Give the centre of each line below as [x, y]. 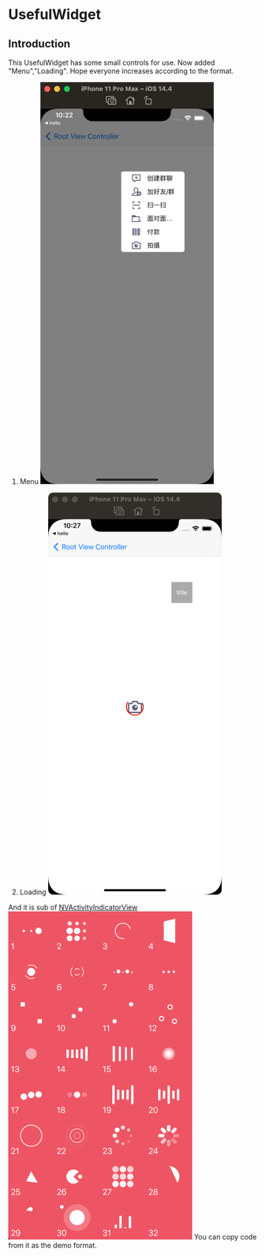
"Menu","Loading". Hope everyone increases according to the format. [121, 71]
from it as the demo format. [52, 1245]
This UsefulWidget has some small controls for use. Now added [112, 62]
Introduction [39, 44]
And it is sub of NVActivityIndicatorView [73, 907]
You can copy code [225, 1237]
